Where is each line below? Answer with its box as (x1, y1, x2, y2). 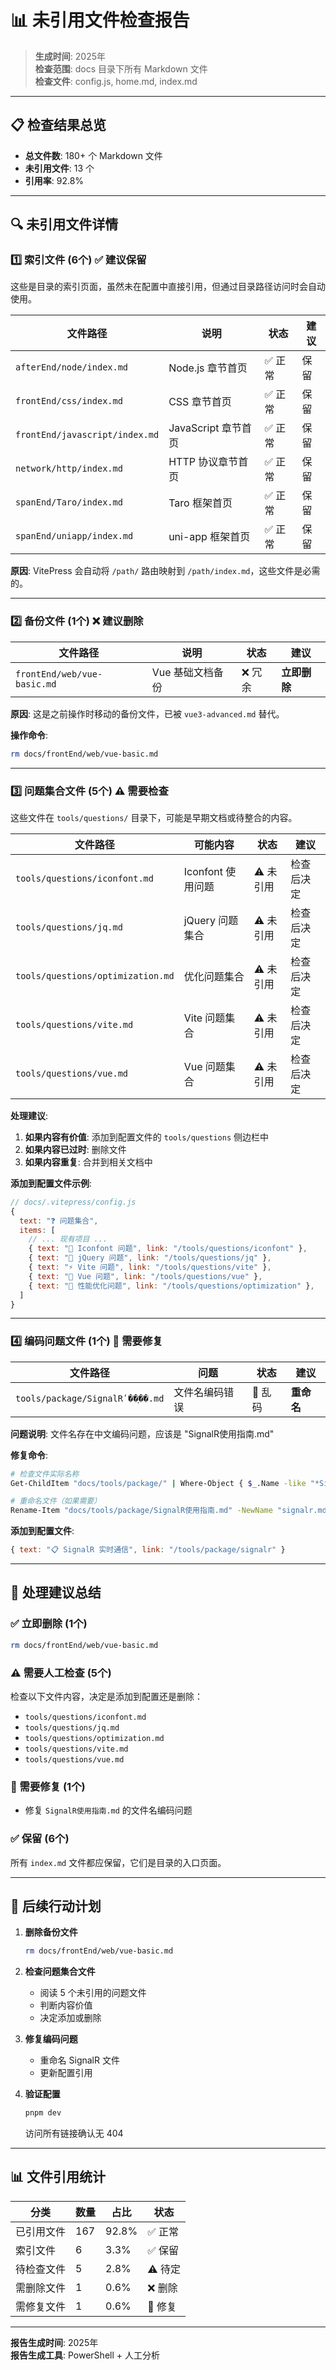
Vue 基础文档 (151, 665, 214, 679)
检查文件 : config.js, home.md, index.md (34, 75, 198, 87)
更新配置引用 (39, 2067, 93, 2079)
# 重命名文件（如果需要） (10, 1496, 102, 1506)
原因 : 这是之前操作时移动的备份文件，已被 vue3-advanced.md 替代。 (10, 707, 285, 720)
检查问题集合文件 (24, 1966, 96, 1978)
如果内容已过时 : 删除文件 (24, 1143, 127, 1155)
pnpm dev (24, 2108, 62, 2118)
